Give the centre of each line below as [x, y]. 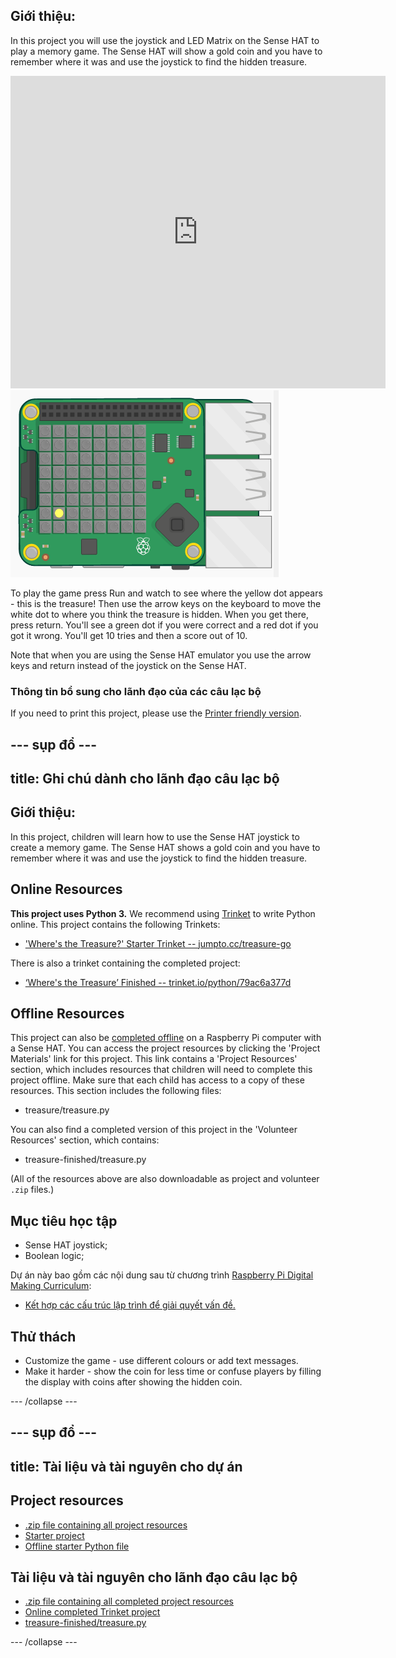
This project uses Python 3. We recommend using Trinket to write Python [163, 913]
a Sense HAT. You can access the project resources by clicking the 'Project [165, 1048]
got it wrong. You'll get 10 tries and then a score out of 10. [129, 635]
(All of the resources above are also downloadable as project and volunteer [165, 1179]
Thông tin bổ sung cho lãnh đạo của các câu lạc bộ [136, 691]
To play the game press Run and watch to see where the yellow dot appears [166, 593]
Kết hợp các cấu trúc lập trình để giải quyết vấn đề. [130, 1305]
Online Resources [66, 889]
